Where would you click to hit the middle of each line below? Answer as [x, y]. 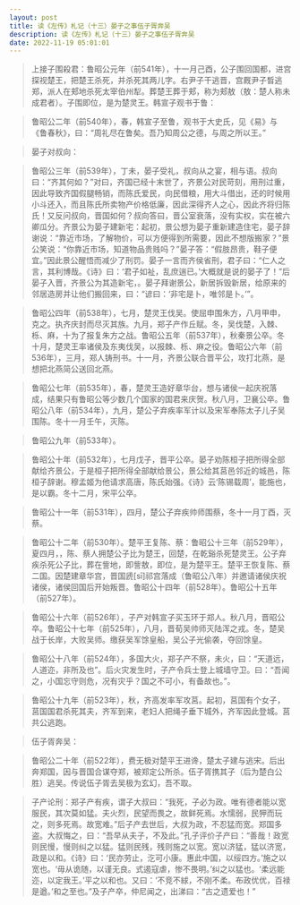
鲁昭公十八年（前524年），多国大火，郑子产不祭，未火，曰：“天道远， [160, 659]
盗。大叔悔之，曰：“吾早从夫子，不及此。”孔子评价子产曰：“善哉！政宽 [160, 836]
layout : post [34, 17]
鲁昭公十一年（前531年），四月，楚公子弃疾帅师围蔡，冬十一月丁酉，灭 [161, 512]
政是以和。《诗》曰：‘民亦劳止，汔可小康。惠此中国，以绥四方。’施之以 [159, 858]
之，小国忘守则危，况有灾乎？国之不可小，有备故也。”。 [133, 681]
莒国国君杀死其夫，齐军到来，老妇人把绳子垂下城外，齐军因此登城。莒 [161, 712]
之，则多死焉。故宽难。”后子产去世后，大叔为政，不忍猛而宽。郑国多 [156, 824]
